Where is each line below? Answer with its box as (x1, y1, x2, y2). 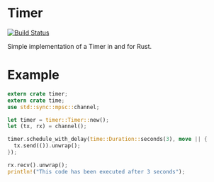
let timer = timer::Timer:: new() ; (7, 116, 110, 123)
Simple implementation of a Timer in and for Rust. (7, 42, 152, 50)
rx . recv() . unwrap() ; (7, 161, 69, 169)
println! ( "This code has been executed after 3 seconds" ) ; (7, 168, 186, 175)
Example (7, 67, 60, 83)
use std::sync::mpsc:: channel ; (7, 103, 100, 110)
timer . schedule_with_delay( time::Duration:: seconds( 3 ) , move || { (7, 136, 208, 143)
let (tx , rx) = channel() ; (7, 123, 87, 130)
